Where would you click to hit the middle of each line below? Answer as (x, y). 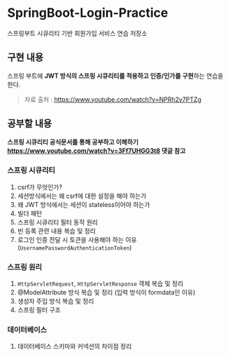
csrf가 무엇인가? (40, 187)
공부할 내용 (30, 124)
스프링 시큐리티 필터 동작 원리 (57, 222)
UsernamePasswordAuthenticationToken (75, 248)
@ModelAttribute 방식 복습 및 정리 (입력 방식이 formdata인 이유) (106, 292)
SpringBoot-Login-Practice (88, 13)
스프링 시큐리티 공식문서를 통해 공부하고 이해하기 (73, 142)
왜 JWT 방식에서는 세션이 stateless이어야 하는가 (84, 204)
